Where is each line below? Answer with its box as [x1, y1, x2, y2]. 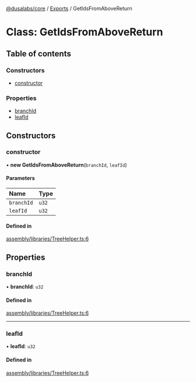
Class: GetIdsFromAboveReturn [6, 26, 163, 39]
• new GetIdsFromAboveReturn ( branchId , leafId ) [6, 161, 127, 168]
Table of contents [6, 49, 71, 58]
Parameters [6, 175, 35, 182]
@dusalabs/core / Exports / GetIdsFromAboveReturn [6, 5, 132, 12]
